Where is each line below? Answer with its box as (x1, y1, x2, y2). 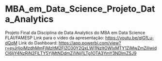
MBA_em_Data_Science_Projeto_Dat (5, 3, 155, 15)
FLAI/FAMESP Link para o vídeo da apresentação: (5, 35, 104, 41)
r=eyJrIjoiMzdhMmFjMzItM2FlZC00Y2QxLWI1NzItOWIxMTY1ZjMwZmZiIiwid (5, 45, 157, 51)
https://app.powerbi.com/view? (58, 40, 121, 46)
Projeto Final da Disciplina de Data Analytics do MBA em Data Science (5, 30, 146, 35)
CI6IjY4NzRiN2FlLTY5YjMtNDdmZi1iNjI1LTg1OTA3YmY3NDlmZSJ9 (5, 50, 137, 56)
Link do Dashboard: (18, 40, 58, 46)
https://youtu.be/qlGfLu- (105, 35, 154, 41)
